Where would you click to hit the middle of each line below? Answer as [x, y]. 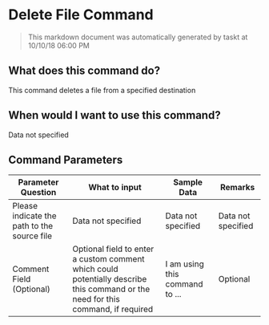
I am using [185, 264]
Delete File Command [81, 15]
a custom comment [109, 259]
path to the [33, 226]
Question [38, 193]
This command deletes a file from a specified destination [102, 90]
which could [95, 269]
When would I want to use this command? [115, 115]
